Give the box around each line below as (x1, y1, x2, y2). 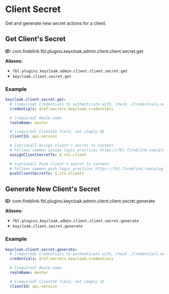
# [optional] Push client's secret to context (10, 161, 109, 167)
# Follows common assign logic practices (10, 148, 98, 153)
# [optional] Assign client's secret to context (10, 143, 114, 148)
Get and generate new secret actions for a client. (5, 20, 107, 26)
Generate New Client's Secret (5, 185, 101, 193)
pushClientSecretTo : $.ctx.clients (10, 171, 84, 176)
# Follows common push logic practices (10, 166, 94, 171)
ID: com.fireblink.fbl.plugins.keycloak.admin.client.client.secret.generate (5, 198, 155, 204)
